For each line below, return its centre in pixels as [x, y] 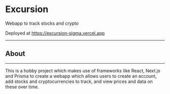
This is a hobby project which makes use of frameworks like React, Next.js [83, 70]
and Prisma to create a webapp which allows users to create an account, [81, 76]
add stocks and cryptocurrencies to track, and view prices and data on [79, 81]
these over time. [22, 86]
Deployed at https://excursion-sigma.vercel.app [55, 33]
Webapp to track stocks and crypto [42, 23]
